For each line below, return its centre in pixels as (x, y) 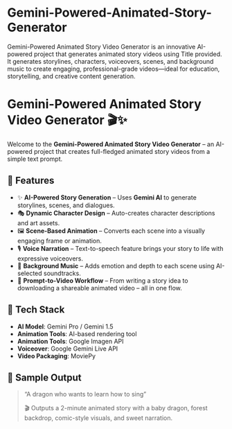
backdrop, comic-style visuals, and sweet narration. (98, 418)
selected (30, 273)
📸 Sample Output (44, 377)
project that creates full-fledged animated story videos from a (122, 151)
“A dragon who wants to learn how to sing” (85, 394)
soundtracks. (62, 273)
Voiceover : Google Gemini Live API (68, 349)
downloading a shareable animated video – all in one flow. (99, 288)
